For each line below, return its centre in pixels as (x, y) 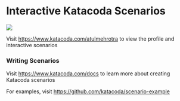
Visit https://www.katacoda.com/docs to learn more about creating (88, 74)
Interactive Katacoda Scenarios (86, 11)
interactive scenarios (32, 45)
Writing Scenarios (33, 60)
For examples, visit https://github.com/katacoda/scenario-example (88, 91)
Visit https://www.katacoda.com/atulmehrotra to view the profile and (90, 39)
